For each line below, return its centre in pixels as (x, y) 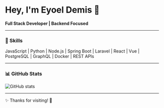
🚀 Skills (14, 40)
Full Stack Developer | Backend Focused (47, 23)
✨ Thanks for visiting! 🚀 (29, 100)
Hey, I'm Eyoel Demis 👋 (52, 10)
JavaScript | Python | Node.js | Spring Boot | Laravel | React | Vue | (72, 51)
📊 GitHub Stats (24, 74)
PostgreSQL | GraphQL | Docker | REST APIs (50, 56)
